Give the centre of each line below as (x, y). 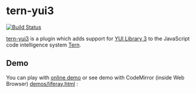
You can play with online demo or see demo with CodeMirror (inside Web (95, 77)
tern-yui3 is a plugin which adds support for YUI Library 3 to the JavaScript (98, 38)
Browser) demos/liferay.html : (42, 84)
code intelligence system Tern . (44, 45)
